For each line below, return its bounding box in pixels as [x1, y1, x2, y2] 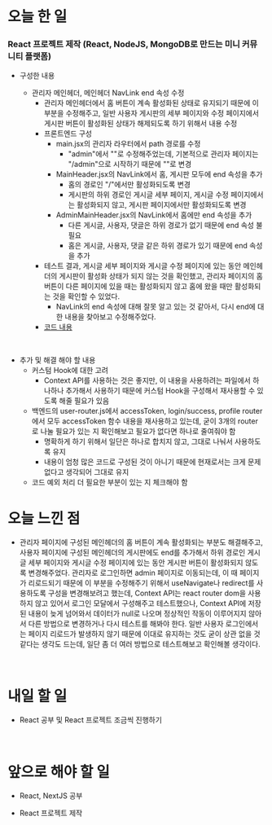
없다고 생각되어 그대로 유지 [43, 467, 129, 477]
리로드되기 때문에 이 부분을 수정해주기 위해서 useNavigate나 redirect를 [28, 578, 255, 588]
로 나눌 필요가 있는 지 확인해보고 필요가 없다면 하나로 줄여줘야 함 [31, 427, 236, 437]
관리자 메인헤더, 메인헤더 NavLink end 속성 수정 [31, 88, 185, 98]
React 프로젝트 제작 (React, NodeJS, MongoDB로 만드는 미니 [7, 38, 241, 50]
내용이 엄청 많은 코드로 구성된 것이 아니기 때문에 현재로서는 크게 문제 [43, 457, 261, 467]
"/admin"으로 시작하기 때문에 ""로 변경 [68, 160, 192, 169]
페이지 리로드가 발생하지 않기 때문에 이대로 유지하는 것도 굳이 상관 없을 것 [28, 629, 261, 639]
